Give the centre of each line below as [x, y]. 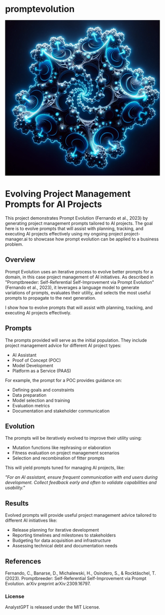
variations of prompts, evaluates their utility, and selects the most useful [78, 293]
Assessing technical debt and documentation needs [65, 546]
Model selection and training [41, 400]
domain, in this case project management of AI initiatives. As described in [79, 277]
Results [17, 503]
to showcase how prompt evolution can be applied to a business [94, 239]
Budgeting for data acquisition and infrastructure [62, 540]
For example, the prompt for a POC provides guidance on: [64, 380]
